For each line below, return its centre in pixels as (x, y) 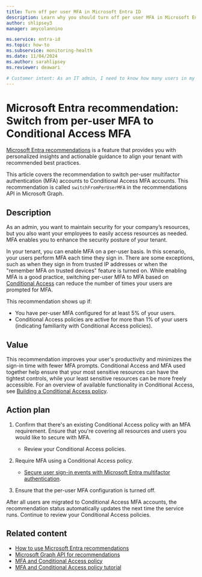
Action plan (28, 410)
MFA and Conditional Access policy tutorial (68, 567)
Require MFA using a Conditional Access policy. (74, 460)
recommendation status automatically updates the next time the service (95, 508)
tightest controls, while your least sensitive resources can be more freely (96, 378)
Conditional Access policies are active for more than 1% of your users (101, 320)
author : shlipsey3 (29, 23)
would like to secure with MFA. (53, 437)
